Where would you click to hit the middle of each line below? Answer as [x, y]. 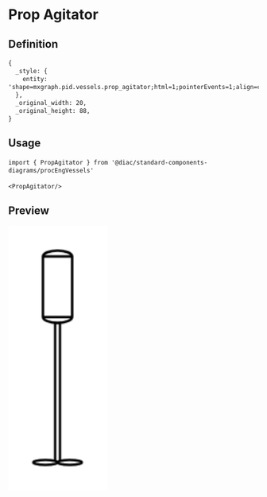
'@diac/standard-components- [159, 162]
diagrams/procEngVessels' [51, 170]
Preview [29, 211]
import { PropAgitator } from [58, 162]
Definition [33, 44]
